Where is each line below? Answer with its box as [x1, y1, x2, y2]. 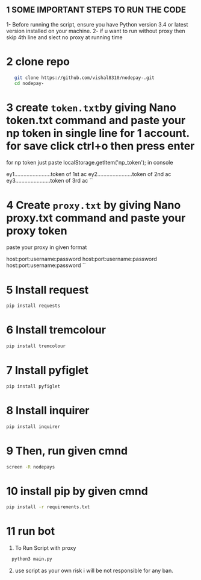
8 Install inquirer [6, 404, 90, 417]
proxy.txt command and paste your [6, 211, 186, 225]
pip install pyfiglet [6, 383, 61, 389]
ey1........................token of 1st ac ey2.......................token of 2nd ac [6, 171, 172, 178]
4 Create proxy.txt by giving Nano [6, 198, 181, 212]
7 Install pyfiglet [6, 364, 88, 377]
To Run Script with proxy [14, 544, 76, 552]
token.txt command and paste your [6, 113, 186, 127]
